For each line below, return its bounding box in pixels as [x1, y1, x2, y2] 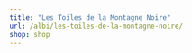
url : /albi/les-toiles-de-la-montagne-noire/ [9, 22, 183, 31]
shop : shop [9, 30, 50, 39]
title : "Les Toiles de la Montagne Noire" [9, 13, 171, 22]
